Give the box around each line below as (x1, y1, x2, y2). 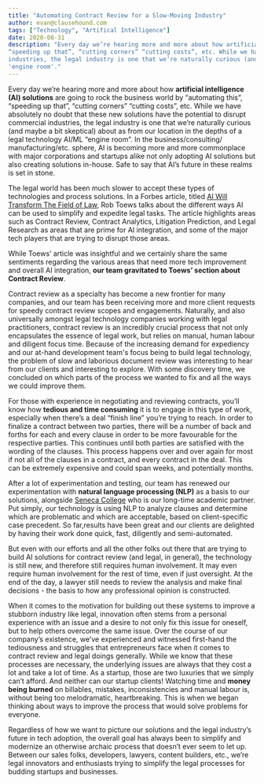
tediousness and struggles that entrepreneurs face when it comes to (8, 642, 230, 652)
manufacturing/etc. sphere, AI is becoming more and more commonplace (8, 142, 246, 152)
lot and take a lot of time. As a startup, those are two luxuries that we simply (8, 668, 254, 677)
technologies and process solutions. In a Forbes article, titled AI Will (8, 191, 228, 201)
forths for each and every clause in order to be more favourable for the (8, 430, 237, 439)
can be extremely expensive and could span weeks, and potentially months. (8, 463, 254, 472)
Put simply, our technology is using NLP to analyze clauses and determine (8, 503, 248, 512)
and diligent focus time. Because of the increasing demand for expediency (8, 339, 250, 349)
